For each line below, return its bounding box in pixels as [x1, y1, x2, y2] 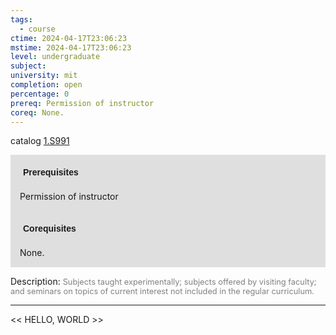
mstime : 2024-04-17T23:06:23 [10, 42, 132, 53]
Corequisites [23, 223, 77, 235]
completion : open [10, 80, 83, 90]
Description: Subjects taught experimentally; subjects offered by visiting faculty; [10, 276, 317, 288]
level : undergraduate [10, 52, 101, 62]
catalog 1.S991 [10, 135, 70, 147]
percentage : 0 [10, 89, 70, 99]
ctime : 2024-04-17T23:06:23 [10, 33, 128, 43]
